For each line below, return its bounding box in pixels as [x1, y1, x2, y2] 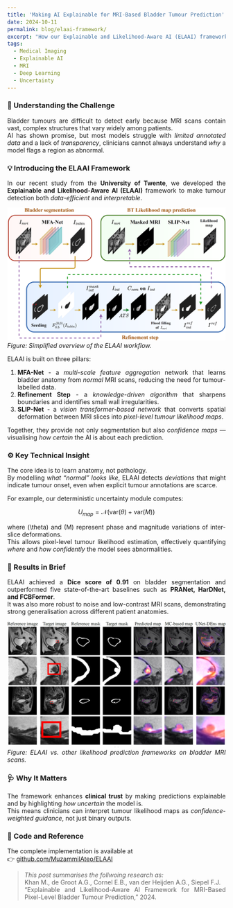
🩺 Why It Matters [7, 774, 67, 783]
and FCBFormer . [7, 593, 55, 601]
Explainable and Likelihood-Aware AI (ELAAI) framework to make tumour [7, 186, 226, 195]
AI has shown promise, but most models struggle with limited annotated [7, 131, 226, 139]
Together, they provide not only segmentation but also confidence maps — [7, 426, 227, 434]
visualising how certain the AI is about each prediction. [7, 433, 164, 442]
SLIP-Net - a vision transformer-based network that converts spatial [17, 405, 226, 413]
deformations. [21, 530, 62, 539]
